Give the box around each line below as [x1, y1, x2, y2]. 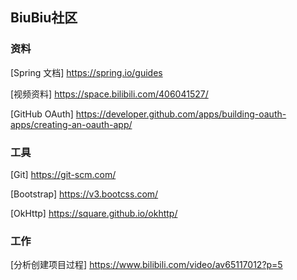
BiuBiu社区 [10, 9, 78, 27]
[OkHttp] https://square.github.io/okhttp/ [10, 207, 178, 219]
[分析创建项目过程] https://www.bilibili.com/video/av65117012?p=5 [10, 259, 283, 271]
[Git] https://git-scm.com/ [10, 168, 117, 180]
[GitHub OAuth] [10, 108, 74, 120]
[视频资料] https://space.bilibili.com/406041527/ [10, 88, 209, 100]
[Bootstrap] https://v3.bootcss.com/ [10, 188, 159, 200]
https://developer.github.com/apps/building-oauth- [75, 108, 287, 120]
